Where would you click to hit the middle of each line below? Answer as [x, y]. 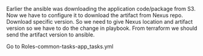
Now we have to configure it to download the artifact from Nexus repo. [95, 15]
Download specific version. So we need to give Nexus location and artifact [100, 22]
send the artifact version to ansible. [51, 35]
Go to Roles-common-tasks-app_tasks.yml [60, 46]
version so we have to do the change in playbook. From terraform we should [102, 28]
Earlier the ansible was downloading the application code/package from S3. [101, 9]
